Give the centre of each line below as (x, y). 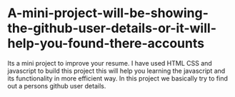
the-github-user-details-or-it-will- (112, 28)
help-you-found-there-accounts (106, 44)
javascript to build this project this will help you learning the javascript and (116, 71)
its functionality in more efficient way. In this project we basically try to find (118, 78)
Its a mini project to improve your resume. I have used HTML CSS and (110, 63)
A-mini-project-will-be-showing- (108, 13)
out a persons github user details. (57, 86)
